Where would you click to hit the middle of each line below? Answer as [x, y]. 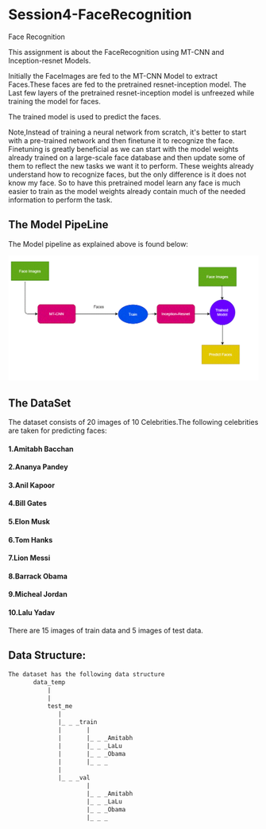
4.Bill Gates [28, 504]
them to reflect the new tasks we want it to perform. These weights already [131, 165]
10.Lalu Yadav [32, 612]
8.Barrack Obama [38, 576]
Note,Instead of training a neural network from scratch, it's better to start [127, 132]
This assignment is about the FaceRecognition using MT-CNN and [116, 52]
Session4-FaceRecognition [100, 15]
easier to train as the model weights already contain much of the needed [127, 191]
